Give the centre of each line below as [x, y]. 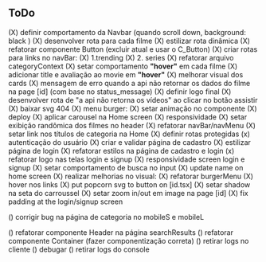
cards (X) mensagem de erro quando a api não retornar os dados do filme [129, 83]
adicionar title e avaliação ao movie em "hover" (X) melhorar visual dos [126, 74]
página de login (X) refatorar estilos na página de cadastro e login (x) [121, 151]
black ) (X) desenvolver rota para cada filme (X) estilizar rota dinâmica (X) [129, 41]
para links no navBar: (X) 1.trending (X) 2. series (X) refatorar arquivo [121, 57]
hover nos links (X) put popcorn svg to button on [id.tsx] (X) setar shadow [129, 184]
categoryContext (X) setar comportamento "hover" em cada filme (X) [123, 66]
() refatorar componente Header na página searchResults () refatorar [121, 232]
